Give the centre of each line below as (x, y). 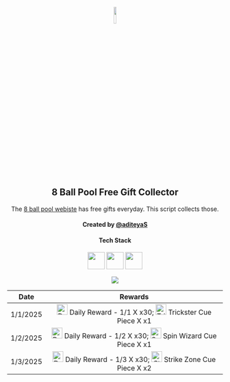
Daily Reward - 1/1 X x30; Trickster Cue (141, 312)
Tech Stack (115, 240)
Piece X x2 (134, 368)
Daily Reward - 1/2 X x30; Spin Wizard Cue (140, 335)
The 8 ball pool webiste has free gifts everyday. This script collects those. (115, 209)
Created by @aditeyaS (115, 225)
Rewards (134, 297)
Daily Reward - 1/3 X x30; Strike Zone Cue (140, 359)
